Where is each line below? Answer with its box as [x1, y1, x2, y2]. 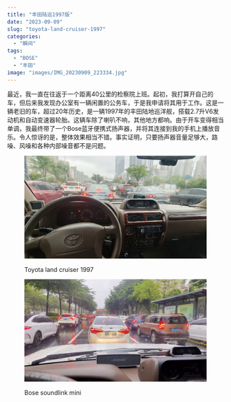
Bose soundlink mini [24, 388, 81, 396]
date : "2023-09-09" [7, 18, 63, 25]
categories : [7, 33, 41, 40]
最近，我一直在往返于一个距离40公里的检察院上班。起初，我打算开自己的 [7, 89, 214, 98]
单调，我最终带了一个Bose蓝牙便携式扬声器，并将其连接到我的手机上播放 [7, 124, 214, 132]
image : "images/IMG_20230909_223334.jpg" [7, 69, 128, 76]
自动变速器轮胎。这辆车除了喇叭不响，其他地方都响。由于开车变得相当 [25, 116, 224, 124]
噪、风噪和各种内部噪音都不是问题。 [7, 141, 110, 149]
